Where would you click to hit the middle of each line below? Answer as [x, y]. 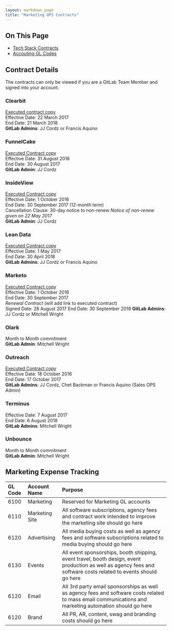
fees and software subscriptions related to [113, 537]
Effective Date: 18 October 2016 [39, 374]
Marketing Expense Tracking [52, 472]
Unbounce [19, 439]
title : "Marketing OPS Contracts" [42, 15]
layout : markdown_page [29, 10]
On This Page [27, 36]
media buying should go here [97, 544]
